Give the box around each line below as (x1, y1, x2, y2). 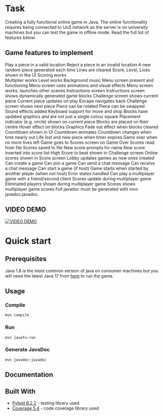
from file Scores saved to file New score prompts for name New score (5, 144, 145, 150)
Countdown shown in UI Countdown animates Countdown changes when (5, 129, 152, 135)
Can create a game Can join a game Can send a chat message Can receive (5, 160, 155, 166)
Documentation (5, 371, 54, 379)
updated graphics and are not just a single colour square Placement (5, 113, 141, 119)
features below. (5, 35, 36, 40)
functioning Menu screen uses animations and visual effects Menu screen (5, 82, 153, 88)
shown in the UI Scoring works (5, 72, 67, 78)
